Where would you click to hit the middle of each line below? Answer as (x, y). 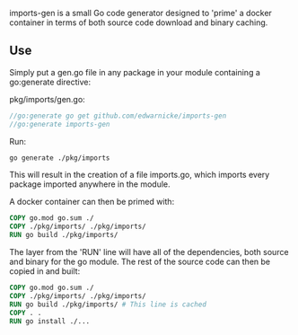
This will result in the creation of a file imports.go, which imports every (140, 175)
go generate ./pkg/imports (60, 158)
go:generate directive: (50, 82)
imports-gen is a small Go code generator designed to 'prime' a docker (140, 13)
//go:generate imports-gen (60, 124)
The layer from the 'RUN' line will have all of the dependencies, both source (149, 252)
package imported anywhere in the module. (90, 184)
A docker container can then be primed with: (92, 202)
